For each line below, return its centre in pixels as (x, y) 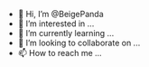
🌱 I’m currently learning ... (66, 33)
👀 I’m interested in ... (56, 24)
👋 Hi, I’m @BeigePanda (61, 14)
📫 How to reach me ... (60, 53)
